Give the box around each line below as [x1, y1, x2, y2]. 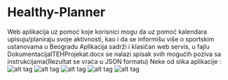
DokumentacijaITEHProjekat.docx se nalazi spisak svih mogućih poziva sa [7, 50, 222, 58]
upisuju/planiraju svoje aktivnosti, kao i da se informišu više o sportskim [7, 34, 215, 43]
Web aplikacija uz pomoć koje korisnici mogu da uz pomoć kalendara [7, 27, 208, 36]
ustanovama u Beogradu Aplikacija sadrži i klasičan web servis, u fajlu [7, 42, 210, 51]
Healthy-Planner [7, 4, 106, 20]
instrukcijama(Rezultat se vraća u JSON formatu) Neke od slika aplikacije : [7, 57, 222, 65]
